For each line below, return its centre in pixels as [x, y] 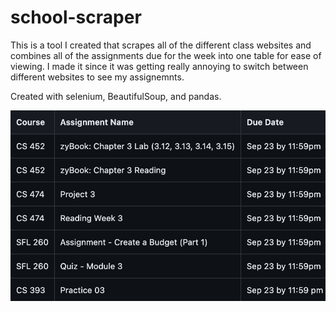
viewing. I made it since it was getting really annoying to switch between [159, 66]
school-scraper [76, 17]
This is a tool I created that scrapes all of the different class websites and [161, 45]
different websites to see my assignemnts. [97, 77]
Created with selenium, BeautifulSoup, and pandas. [116, 96]
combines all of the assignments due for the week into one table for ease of [166, 55]
